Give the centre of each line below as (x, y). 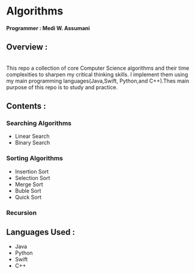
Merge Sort (29, 184)
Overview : (27, 47)
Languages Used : (41, 232)
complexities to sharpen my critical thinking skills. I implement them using (97, 74)
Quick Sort (28, 197)
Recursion (22, 213)
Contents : (26, 106)
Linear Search (32, 136)
